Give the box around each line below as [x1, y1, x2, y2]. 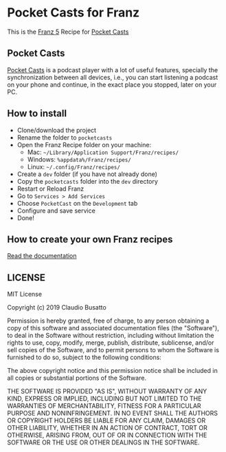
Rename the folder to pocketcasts [16, 133, 113, 142]
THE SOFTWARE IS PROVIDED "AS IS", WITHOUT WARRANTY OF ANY [7, 387, 207, 396]
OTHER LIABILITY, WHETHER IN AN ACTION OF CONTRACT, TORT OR [7, 424, 207, 432]
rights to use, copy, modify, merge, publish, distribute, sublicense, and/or [7, 338, 214, 347]
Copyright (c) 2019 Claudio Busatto [7, 303, 106, 312]
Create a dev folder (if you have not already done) [16, 170, 158, 178]
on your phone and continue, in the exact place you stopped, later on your [7, 80, 217, 89]
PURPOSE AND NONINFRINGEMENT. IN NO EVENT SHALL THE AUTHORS [7, 409, 218, 418]
